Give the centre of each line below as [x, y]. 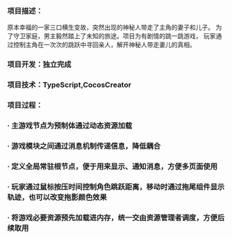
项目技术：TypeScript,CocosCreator [69, 85]
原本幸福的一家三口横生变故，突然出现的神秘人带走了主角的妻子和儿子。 [110, 27]
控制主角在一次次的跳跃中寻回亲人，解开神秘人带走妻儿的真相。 [104, 45]
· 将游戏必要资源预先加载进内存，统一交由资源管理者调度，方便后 [116, 217]
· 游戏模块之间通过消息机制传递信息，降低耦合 [84, 146]
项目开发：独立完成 [39, 65]
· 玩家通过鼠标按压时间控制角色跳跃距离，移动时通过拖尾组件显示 [116, 187]
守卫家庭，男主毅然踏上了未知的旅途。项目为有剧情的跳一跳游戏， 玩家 [114, 36]
